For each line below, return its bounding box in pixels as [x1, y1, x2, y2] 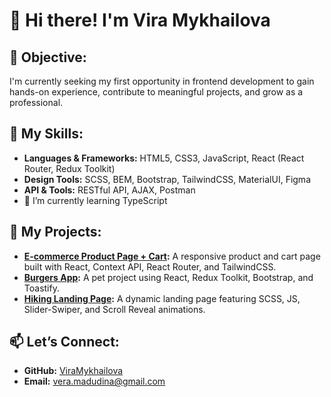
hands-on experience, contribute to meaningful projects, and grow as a [9, 86, 304, 98]
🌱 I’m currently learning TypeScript [23, 194, 168, 206]
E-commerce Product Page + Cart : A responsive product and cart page [23, 250, 321, 262]
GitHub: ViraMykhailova [23, 365, 124, 377]
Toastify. [23, 282, 60, 294]
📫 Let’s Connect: [9, 334, 120, 351]
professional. [9, 97, 64, 108]
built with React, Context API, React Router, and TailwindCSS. [23, 260, 277, 273]
